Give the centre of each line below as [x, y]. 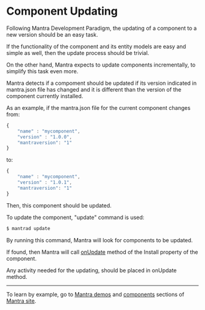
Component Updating [62, 11]
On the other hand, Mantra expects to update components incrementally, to [101, 65]
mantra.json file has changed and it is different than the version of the [94, 89]
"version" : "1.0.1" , [45, 182]
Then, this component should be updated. [59, 205]
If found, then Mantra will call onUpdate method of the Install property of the [102, 252]
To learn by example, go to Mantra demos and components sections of [95, 294]
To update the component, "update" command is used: [75, 217]
